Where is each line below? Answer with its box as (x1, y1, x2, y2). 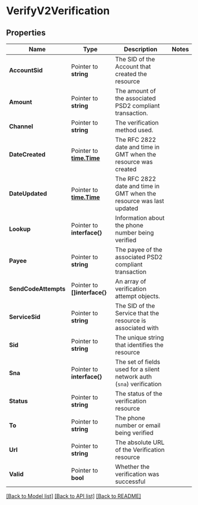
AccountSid (9, 66, 43, 74)
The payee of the (115, 246, 163, 253)
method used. (115, 126, 154, 134)
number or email (115, 421, 161, 429)
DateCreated (9, 151, 46, 158)
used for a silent (115, 365, 160, 373)
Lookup (9, 225, 31, 233)
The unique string (115, 334, 164, 341)
